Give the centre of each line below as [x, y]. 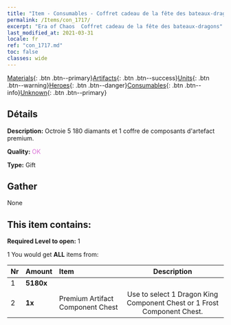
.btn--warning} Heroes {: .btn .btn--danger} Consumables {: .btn [95, 85]
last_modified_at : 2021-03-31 [51, 33]
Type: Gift [21, 165]
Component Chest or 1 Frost [173, 303]
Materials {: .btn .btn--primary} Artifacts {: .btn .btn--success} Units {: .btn [108, 78]
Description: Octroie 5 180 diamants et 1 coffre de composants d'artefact [111, 131]
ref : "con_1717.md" [35, 45]
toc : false [23, 52]
